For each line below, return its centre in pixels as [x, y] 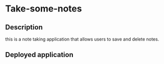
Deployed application [39, 55]
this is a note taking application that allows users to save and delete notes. [82, 39]
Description [24, 27]
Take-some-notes [44, 9]
